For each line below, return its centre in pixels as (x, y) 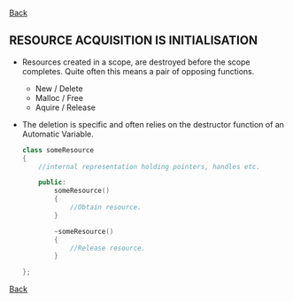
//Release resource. (108, 248)
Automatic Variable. (58, 134)
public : (52, 182)
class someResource (58, 150)
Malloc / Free (59, 97)
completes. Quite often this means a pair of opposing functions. (138, 71)
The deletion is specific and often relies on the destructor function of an (153, 124)
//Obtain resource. (105, 207)
